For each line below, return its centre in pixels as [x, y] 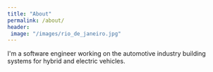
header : [19, 27]
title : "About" [30, 14]
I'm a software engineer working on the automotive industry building [107, 54]
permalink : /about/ [36, 20]
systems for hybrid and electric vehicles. [66, 61]
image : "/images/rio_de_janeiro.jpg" [66, 34]
